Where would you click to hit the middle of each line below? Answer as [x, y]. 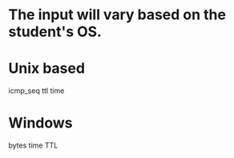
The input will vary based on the [117, 15]
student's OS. [55, 32]
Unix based [47, 69]
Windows [40, 123]
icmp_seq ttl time [36, 91]
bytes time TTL [33, 145]
